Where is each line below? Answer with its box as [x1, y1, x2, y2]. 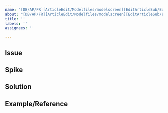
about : [5, 12, 19, 17]
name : [5, 7, 16, 12]
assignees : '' [5, 26, 35, 31]
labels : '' [5, 21, 28, 26]
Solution [5, 83, 32, 91]
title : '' [5, 16, 26, 21]
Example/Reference [5, 99, 68, 108]
